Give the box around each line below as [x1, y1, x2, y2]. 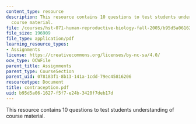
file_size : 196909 [6, 30, 51, 36]
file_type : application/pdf [6, 36, 75, 42]
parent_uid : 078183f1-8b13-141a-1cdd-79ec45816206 [6, 74, 132, 80]
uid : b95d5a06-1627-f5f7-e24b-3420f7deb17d [6, 90, 114, 96]
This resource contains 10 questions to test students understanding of [6, 106, 174, 113]
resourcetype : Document [6, 80, 64, 85]
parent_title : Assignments [6, 63, 72, 69]
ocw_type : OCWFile [6, 57, 51, 63]
